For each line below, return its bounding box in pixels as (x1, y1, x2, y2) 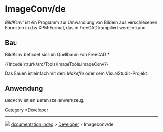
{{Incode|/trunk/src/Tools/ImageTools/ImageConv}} (5, 61, 108, 66)
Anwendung (5, 84, 43, 93)
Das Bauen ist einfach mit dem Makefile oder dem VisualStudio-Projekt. (5, 70, 148, 76)
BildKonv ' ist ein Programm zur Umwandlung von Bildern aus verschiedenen (5, 19, 158, 25)
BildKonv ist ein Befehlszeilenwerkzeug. (5, 97, 85, 103)
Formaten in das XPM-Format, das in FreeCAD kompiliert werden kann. (5, 24, 147, 30)
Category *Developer (5, 107, 49, 113)
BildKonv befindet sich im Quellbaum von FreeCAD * (5, 51, 110, 57)
